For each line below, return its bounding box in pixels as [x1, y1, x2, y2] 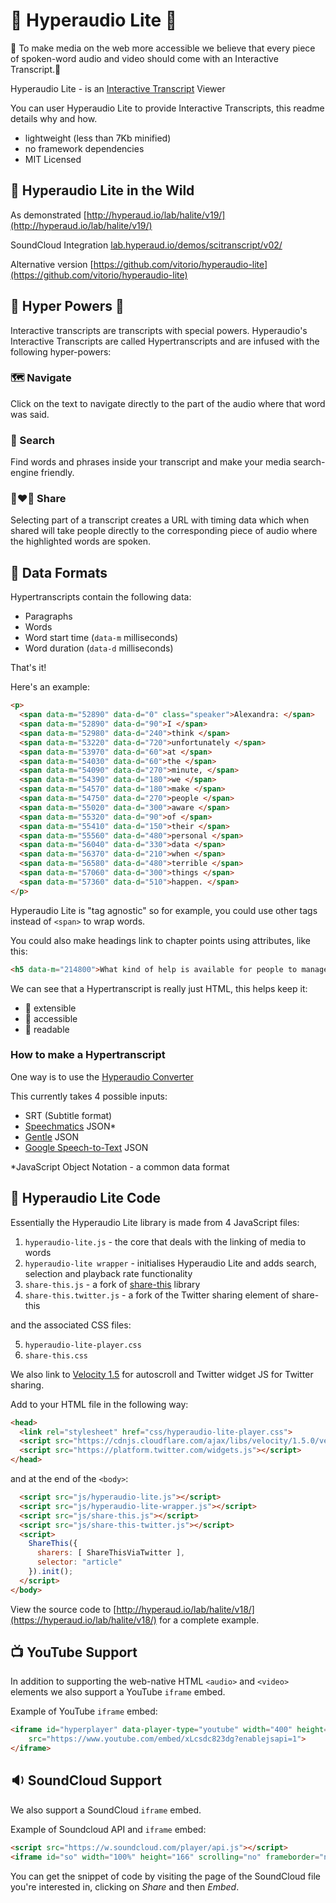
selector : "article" [36, 1557, 123, 1568]
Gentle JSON [24, 1130, 79, 1143]
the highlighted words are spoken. [10, 535, 151, 548]
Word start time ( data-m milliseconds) [24, 632, 179, 644]
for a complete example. [158, 1614, 260, 1626]
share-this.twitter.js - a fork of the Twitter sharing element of [24, 1289, 290, 1301]
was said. [10, 408, 50, 420]
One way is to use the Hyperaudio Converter [10, 1070, 194, 1083]
